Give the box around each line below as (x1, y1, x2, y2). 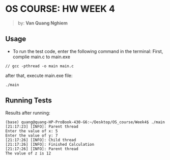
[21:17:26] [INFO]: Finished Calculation (5, 142, 95, 147)
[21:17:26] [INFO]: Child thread (5, 137, 76, 143)
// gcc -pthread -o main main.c (5, 63, 74, 69)
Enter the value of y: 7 (5, 133, 58, 138)
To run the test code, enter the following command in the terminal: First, (12, 48, 163, 54)
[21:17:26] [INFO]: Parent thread (5, 146, 79, 151)
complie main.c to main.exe (12, 54, 70, 60)
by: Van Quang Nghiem (17, 20, 68, 26)
